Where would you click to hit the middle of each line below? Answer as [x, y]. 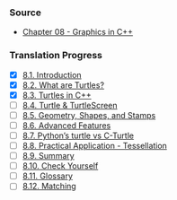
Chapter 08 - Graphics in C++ [77, 32]
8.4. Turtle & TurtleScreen [70, 105]
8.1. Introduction [52, 74]
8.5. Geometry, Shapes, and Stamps [89, 115]
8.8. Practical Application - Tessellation [95, 146]
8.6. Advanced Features [66, 125]
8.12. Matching [49, 187]
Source [26, 13]
